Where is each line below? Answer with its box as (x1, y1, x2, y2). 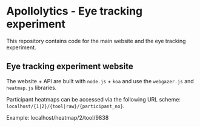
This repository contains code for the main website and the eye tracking (6, 37, 186, 44)
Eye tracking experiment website (6, 61, 133, 72)
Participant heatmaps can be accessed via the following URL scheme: (6, 95, 181, 103)
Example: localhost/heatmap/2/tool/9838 (6, 114, 109, 121)
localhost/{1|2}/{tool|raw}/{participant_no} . (6, 102, 125, 109)
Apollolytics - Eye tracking (6, 4, 143, 18)
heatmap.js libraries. (6, 84, 57, 91)
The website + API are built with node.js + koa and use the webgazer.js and (6, 77, 194, 84)
